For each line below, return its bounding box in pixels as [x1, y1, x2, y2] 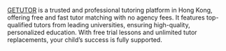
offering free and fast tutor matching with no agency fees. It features [7, 13, 205, 22]
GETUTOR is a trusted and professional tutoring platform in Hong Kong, [7, 6, 213, 14]
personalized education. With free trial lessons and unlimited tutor [7, 28, 197, 36]
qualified [7, 21, 33, 29]
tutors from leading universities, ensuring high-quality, [34, 21, 190, 29]
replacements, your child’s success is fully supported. [7, 36, 162, 44]
